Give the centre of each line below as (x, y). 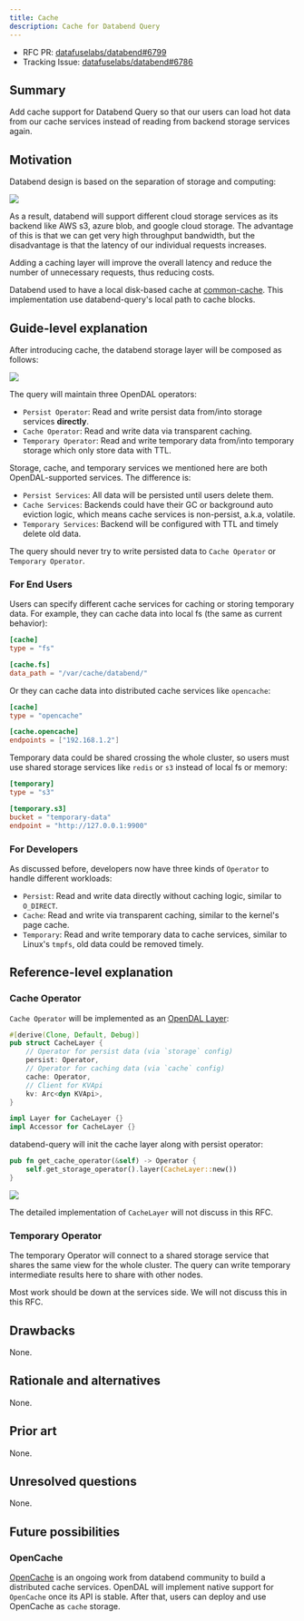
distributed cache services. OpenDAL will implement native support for (142, 1587)
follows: (24, 359)
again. (21, 132)
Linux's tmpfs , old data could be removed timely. (113, 943)
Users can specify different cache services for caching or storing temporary (152, 604)
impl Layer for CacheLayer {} (67, 1118)
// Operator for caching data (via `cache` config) (125, 1069)
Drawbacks (42, 1330)
